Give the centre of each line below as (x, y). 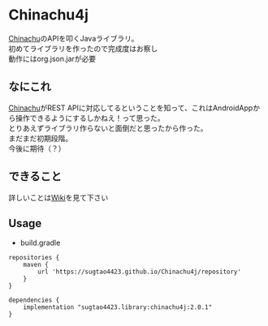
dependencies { (34, 300)
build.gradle (40, 243)
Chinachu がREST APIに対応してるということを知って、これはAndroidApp (131, 108)
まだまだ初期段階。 (41, 138)
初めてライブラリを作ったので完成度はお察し (83, 48)
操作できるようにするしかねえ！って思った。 (90, 118)
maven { (36, 265)
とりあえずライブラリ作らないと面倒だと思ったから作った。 (108, 128)
